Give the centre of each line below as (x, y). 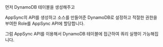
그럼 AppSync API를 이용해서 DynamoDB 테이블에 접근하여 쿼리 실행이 (73, 34)
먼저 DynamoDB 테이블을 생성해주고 (40, 7)
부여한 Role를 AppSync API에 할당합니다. (45, 23)
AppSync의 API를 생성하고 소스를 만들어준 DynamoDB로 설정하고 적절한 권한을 (81, 17)
